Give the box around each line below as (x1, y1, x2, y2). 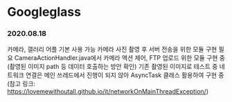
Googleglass (7, 4, 82, 20)
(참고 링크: (7, 80, 36, 88)
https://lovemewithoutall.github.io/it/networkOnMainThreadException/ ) (7, 88, 209, 96)
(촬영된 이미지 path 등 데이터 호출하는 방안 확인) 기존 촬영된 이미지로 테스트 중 (7, 63, 218, 71)
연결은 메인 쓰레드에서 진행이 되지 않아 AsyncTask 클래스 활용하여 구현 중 (25, 71, 224, 79)
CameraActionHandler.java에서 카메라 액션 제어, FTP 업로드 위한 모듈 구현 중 (14, 54, 225, 62)
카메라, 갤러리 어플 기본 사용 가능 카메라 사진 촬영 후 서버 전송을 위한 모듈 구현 (7, 45, 217, 54)
